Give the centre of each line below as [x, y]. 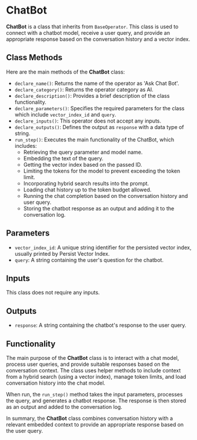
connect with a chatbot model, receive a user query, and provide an [88, 32]
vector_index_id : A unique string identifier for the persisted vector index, [103, 247]
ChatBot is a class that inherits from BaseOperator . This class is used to [92, 27]
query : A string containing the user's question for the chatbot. [89, 260]
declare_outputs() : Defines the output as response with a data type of [99, 127]
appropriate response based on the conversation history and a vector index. [98, 39]
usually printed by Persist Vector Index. [62, 253]
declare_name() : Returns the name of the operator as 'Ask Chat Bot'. [97, 83]
